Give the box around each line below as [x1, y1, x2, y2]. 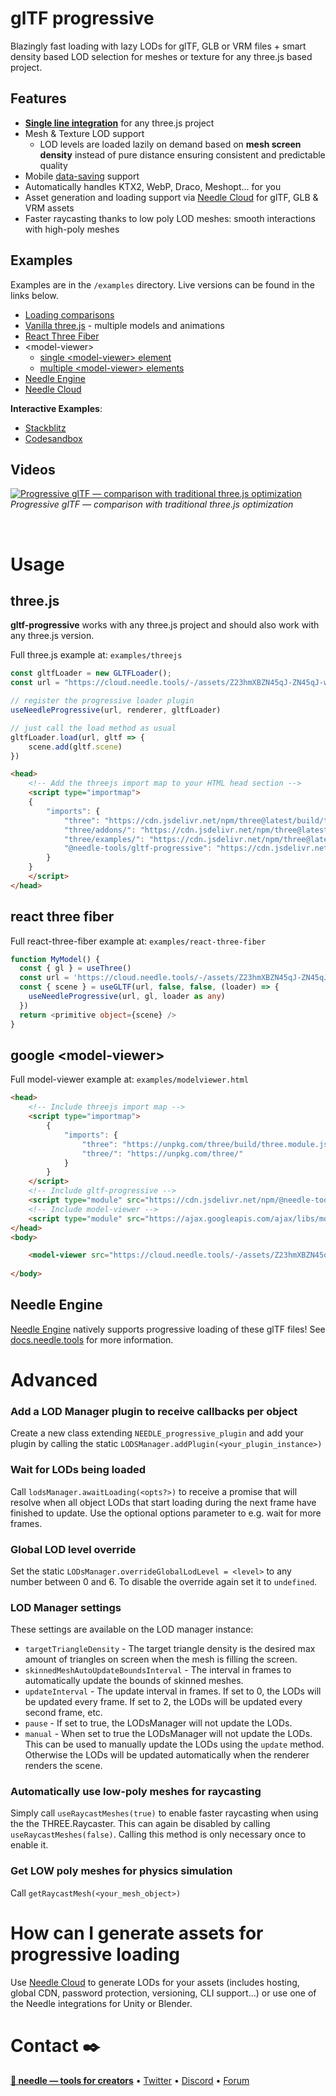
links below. [10, 289, 59, 301]
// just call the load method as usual [10, 723, 177, 733]
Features [10, 90, 67, 107]
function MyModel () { [10, 954, 101, 964]
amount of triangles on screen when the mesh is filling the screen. [24, 1653, 298, 1666]
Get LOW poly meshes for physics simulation [10, 1864, 233, 1878]
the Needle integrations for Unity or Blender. [10, 1997, 193, 2009]
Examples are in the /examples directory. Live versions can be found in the [10, 278, 315, 291]
